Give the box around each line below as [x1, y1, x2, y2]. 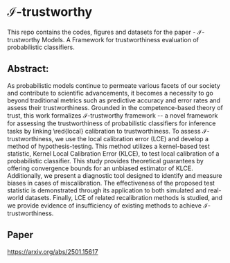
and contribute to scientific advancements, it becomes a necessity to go [7, 89, 213, 97]
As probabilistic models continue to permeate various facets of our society [7, 81, 220, 89]
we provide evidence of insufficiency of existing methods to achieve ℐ [7, 201, 209, 210]
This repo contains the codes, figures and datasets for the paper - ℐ [7, 28, 202, 36]
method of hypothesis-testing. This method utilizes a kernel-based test [7, 142, 210, 150]
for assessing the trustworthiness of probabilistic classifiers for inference [7, 119, 216, 127]
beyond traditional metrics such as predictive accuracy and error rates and [7, 96, 220, 105]
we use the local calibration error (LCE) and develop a [55, 134, 209, 143]
